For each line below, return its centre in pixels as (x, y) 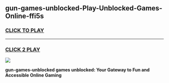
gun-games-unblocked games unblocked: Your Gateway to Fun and (77, 69)
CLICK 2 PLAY (23, 49)
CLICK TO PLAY (25, 31)
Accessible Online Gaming (33, 75)
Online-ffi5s (25, 16)
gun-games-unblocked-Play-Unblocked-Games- (84, 8)
